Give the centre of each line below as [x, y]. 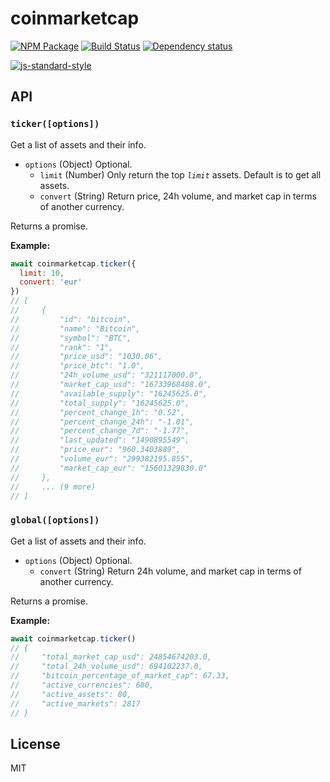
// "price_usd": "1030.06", [86, 357]
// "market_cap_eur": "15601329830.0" [109, 468]
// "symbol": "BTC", [71, 338]
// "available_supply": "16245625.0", [109, 393]
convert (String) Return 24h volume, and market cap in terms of [170, 571]
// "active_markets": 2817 [75, 703]
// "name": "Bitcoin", [75, 328]
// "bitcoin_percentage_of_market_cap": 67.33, [120, 676]
